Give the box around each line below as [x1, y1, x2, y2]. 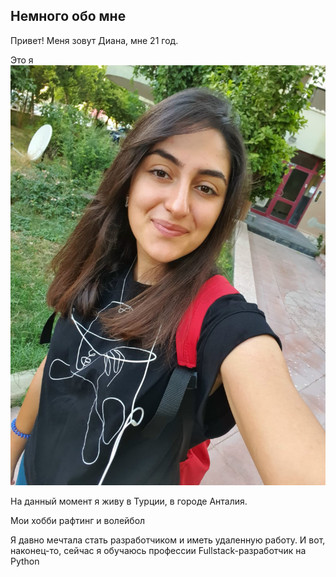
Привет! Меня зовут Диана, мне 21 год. [10, 34, 179, 46]
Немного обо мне [10, 8, 127, 25]
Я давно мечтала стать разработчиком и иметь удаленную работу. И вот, [10, 534, 326, 546]
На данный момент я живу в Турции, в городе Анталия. [10, 495, 248, 507]
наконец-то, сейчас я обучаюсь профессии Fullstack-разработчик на [10, 544, 307, 556]
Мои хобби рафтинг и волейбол [10, 514, 146, 526]
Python [10, 555, 40, 567]
